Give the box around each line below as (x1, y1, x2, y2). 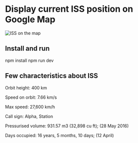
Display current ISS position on (5, 3, 134, 15)
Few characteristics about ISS (5, 72, 98, 80)
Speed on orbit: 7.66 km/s (5, 94, 57, 100)
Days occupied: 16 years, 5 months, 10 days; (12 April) (5, 132, 114, 138)
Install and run (5, 44, 50, 53)
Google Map (5, 14, 55, 25)
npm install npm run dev (5, 57, 54, 63)
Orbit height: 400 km (5, 85, 47, 90)
